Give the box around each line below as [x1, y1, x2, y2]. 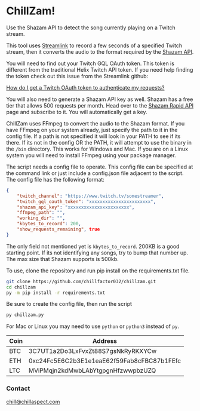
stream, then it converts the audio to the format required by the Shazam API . [6, 48, 194, 55]
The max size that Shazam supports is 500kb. [6, 255, 119, 262]
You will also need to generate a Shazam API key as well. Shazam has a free [6, 96, 193, 103]
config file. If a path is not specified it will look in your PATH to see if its [6, 133, 181, 140]
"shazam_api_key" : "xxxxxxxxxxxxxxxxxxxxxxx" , [17, 204, 135, 210]
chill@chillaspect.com [6, 398, 60, 405]
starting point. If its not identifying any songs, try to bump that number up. [6, 249, 189, 256]
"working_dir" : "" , [17, 215, 66, 222]
